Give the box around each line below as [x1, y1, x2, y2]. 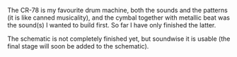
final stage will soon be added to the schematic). [7, 42, 149, 50]
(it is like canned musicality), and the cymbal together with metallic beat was [7, 13, 230, 22]
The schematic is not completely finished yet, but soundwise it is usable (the [7, 34, 231, 43]
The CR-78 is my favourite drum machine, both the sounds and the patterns [7, 6, 228, 14]
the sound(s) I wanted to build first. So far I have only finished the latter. [7, 21, 216, 29]
